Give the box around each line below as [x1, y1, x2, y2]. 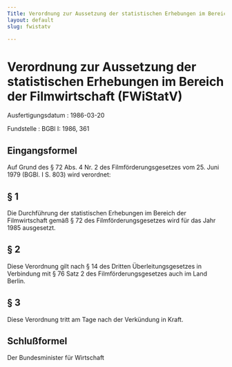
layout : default [7, 17, 54, 24]
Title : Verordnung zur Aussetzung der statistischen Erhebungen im [7, 10, 206, 17]
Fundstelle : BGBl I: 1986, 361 [7, 125, 90, 133]
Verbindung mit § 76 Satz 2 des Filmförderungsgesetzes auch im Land [7, 269, 208, 278]
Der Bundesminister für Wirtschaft [7, 354, 105, 362]
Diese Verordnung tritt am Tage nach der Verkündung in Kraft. [7, 315, 184, 323]
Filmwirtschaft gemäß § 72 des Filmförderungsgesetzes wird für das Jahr [7, 216, 216, 224]
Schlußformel [7, 335, 68, 347]
